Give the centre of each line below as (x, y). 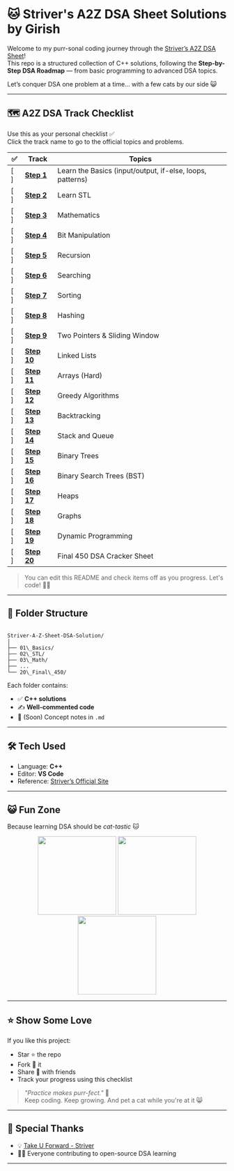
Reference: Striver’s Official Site (63, 781)
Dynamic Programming (95, 536)
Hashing (71, 315)
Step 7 (36, 295)
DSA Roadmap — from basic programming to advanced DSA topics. (120, 70)
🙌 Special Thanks (46, 1129)
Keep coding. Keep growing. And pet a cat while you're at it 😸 (114, 1100)
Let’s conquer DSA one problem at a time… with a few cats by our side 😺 (112, 84)
